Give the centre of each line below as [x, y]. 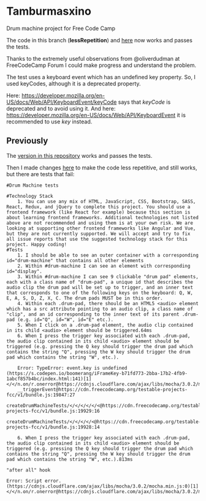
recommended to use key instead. [49, 122]
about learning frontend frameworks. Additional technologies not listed [103, 217]
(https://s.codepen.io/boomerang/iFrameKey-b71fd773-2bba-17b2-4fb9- [97, 373]
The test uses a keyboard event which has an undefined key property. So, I [101, 77]
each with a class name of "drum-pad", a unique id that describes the [100, 282]
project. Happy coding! [37, 244]
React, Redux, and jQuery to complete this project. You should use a [98, 207]
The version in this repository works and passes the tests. [79, 155]
